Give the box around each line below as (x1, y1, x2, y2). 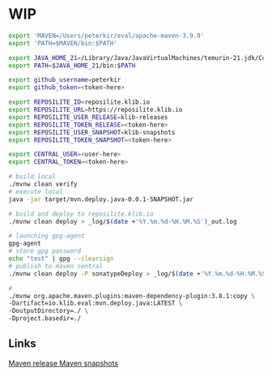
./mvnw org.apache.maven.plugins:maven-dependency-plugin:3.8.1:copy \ (8, 292, 255, 300)
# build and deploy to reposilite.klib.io (8, 210, 154, 218)
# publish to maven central (8, 262, 104, 270)
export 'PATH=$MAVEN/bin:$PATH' (8, 39, 117, 47)
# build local (8, 173, 57, 181)
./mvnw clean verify (8, 180, 79, 189)
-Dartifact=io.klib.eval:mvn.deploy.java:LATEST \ (8, 299, 183, 308)
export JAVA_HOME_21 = (8, 53, 82, 62)
